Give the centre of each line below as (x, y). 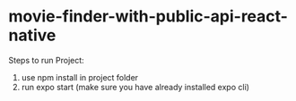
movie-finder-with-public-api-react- (148, 17)
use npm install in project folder (80, 77)
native (32, 35)
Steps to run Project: (46, 60)
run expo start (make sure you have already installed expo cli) (135, 87)
